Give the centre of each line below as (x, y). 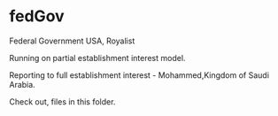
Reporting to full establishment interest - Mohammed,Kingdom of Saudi (139, 75)
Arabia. (22, 84)
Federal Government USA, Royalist (72, 41)
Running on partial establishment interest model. (97, 58)
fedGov (37, 16)
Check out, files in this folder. (62, 101)
